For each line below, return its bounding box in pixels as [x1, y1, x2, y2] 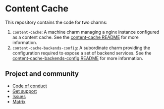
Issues [12, 93, 26, 99]
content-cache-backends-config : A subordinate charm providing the [12, 45, 150, 51]
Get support [12, 88, 37, 94]
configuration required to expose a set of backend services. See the [12, 50, 152, 56]
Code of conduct [12, 83, 47, 89]
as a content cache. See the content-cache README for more [12, 34, 139, 40]
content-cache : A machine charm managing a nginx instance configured [12, 29, 160, 35]
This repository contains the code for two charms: [5, 19, 108, 25]
